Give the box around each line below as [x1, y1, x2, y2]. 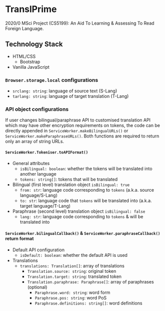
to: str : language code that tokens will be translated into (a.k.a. [19, 197, 152, 204]
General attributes [12, 160, 50, 166]
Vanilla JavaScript [12, 64, 50, 70]
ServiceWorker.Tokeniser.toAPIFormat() [5, 149, 88, 155]
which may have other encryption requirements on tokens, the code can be [5, 122, 160, 128]
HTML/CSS [12, 53, 36, 59]
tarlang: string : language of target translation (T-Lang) [12, 93, 129, 99]
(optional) [27, 284, 47, 290]
